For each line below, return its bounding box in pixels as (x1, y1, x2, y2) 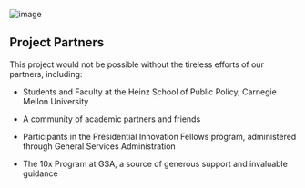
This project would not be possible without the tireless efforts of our (9, 59, 264, 70)
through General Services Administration (22, 141, 176, 152)
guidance (22, 168, 58, 179)
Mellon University (22, 95, 89, 106)
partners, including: (9, 68, 83, 79)
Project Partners (9, 35, 105, 50)
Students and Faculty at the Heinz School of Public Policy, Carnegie (22, 86, 278, 97)
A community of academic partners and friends (22, 114, 201, 124)
